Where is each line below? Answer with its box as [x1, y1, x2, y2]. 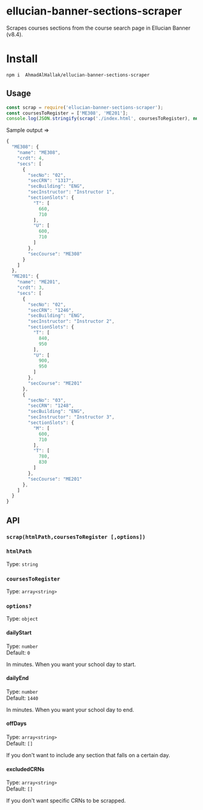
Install [6, 52, 38, 66]
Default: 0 [6, 649, 30, 656]
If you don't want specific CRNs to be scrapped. [6, 797, 126, 805]
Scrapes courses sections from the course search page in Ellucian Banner [6, 24, 191, 31]
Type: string [6, 560, 38, 567]
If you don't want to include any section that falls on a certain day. [6, 752, 170, 759]
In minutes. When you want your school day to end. [6, 706, 135, 713]
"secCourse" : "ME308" [28, 251, 83, 257]
